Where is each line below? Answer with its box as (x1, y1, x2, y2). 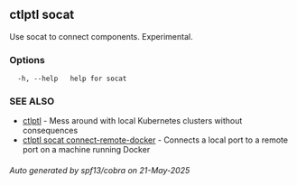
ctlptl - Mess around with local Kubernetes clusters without (22, 116, 243, 126)
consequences (22, 125, 79, 136)
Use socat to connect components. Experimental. (9, 31, 193, 42)
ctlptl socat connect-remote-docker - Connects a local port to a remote (22, 134, 289, 145)
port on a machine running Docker (22, 144, 151, 155)
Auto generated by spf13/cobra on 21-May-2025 (9, 165, 190, 175)
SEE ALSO (9, 95, 55, 107)
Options (9, 53, 45, 66)
